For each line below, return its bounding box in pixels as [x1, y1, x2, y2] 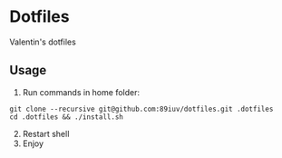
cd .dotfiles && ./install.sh [9, 112, 124, 122]
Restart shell [22, 128, 70, 139]
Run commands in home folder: [22, 86, 141, 97]
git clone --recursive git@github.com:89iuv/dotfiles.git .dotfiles [9, 104, 274, 114]
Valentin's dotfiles [9, 36, 77, 47]
